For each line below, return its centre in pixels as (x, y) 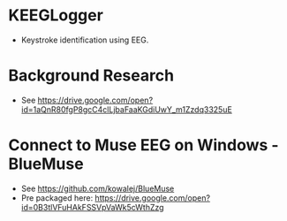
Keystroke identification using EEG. (85, 40)
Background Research (91, 76)
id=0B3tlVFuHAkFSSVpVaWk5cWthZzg (92, 207)
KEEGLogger (56, 15)
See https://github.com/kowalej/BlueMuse (98, 188)
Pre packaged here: (57, 198)
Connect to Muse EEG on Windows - (143, 145)
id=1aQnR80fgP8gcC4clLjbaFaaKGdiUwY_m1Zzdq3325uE (127, 109)
